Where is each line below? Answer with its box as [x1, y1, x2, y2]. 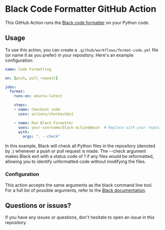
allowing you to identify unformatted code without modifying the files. [5, 158, 146, 165]
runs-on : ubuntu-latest [14, 94, 63, 99]
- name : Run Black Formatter [14, 120, 74, 126]
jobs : [5, 84, 16, 89]
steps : [14, 102, 27, 107]
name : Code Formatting [5, 67, 52, 72]
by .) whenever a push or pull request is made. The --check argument [5, 148, 146, 154]
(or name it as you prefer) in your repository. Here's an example [5, 52, 134, 58]
